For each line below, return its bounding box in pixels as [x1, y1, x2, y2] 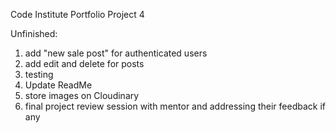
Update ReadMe [24, 79, 93, 91]
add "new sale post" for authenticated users [24, 47, 208, 59]
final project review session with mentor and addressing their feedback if [24, 100, 326, 112]
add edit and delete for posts [24, 58, 145, 69]
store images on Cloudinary [24, 90, 140, 101]
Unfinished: [10, 28, 58, 39]
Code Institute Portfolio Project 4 [10, 9, 145, 20]
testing [24, 69, 54, 80]
